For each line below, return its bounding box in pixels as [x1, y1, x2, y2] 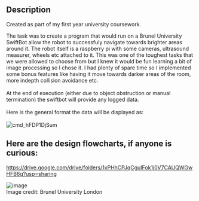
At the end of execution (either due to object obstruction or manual [6, 89, 171, 96]
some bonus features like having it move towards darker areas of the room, [6, 70, 191, 77]
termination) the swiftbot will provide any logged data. [6, 96, 139, 103]
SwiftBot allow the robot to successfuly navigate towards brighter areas [6, 38, 182, 45]
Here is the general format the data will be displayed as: [6, 108, 143, 115]
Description [6, 5, 51, 15]
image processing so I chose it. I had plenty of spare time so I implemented [6, 64, 191, 71]
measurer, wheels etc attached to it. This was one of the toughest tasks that [6, 51, 193, 59]
